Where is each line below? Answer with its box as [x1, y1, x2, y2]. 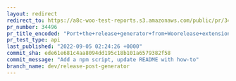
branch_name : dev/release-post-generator [6, 63, 130, 70]
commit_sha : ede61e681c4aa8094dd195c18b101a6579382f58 [6, 50, 171, 57]
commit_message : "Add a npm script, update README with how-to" [6, 56, 199, 63]
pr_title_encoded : [6, 30, 61, 37]
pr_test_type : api [6, 37, 61, 44]
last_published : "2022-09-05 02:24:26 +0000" [6, 43, 142, 50]
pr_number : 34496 [6, 23, 58, 30]
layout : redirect [6, 10, 58, 18]
